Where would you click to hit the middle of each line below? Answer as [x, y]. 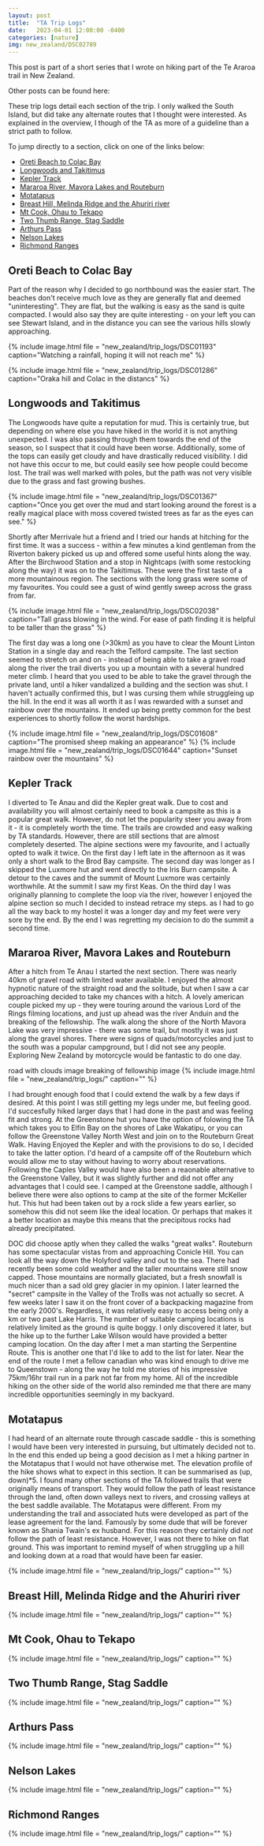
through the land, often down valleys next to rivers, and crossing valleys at [129, 1497]
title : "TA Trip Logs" [47, 23]
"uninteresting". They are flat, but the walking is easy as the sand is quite [126, 306]
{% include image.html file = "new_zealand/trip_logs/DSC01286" [113, 370]
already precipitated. [42, 1229]
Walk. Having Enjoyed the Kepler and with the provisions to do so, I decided [131, 1145]
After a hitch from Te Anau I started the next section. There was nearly [123, 971]
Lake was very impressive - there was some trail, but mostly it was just [123, 1031]
